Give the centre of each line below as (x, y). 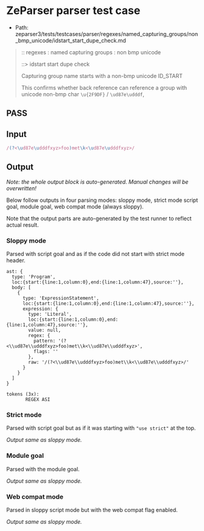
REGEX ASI (38, 400)
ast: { (15, 272)
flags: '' (46, 352)
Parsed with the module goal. (43, 469)
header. (16, 260)
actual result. (23, 225)
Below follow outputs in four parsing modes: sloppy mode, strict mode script (102, 200)
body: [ (22, 288)
